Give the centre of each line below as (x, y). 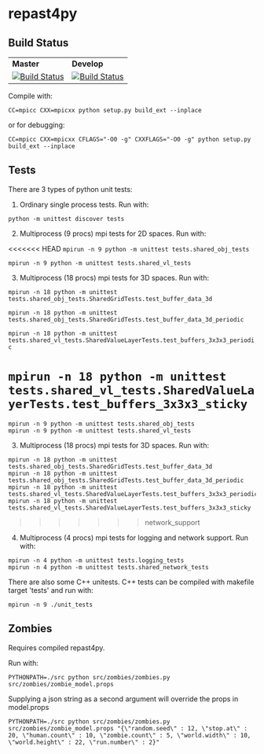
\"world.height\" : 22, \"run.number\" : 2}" (84, 742)
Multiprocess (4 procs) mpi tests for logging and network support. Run (134, 537)
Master (26, 64)
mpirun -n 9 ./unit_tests (50, 605)
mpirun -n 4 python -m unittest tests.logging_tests (96, 560)
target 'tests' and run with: (51, 590)
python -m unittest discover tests (66, 219)
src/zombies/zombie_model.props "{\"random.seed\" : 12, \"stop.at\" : (128, 728)
